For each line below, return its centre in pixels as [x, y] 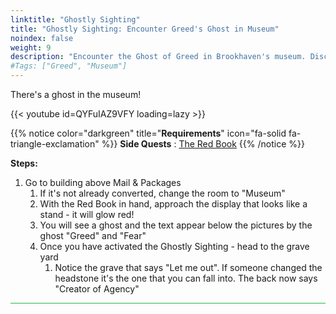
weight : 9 [31, 47]
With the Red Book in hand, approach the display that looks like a [173, 204]
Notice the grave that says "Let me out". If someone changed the [188, 267]
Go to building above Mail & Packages [103, 182]
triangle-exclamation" [55, 144]
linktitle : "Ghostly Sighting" [75, 19]
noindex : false [42, 38]
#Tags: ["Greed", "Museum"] [69, 66]
